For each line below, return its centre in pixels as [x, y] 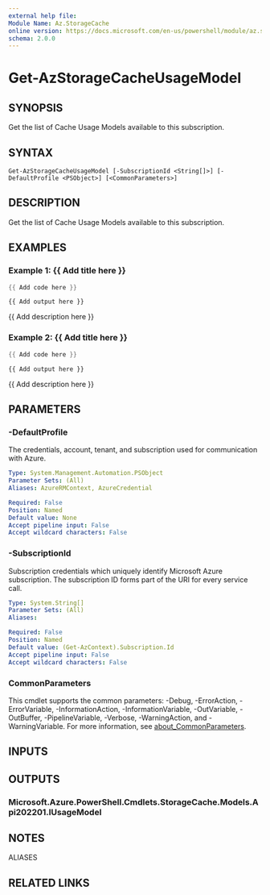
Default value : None [43, 518]
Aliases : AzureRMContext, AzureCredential [80, 489]
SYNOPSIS [36, 108]
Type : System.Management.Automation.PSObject [86, 473]
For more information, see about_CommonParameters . [157, 726]
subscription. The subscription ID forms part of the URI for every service [128, 579]
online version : [35, 31]
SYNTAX [31, 153]
